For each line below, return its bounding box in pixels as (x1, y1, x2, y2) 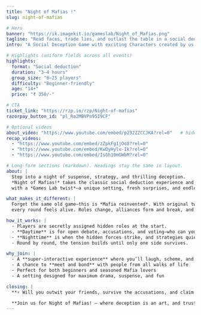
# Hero (6, 25, 23, 31)
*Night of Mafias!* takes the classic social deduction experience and (11, 179, 194, 185)
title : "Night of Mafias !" (6, 8, 77, 15)
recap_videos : (6, 135, 42, 141)
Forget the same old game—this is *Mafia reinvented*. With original (11, 201, 188, 207)
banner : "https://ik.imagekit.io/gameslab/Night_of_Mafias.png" (6, 30, 170, 36)
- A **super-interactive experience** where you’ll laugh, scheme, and (11, 256, 194, 262)
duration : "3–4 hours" (11, 69, 68, 75)
